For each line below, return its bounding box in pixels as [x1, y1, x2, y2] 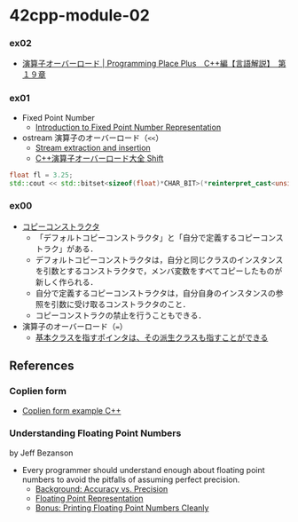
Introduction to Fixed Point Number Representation [35, 122, 222, 132]
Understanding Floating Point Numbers [9, 427, 182, 439]
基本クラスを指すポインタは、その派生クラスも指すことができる [35, 332, 269, 343]
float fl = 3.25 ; [9, 170, 74, 179]
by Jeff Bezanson [9, 447, 74, 458]
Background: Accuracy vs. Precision [35, 483, 169, 494]
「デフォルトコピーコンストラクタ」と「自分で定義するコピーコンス [35, 232, 284, 242]
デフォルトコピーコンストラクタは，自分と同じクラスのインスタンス [35, 254, 284, 265]
